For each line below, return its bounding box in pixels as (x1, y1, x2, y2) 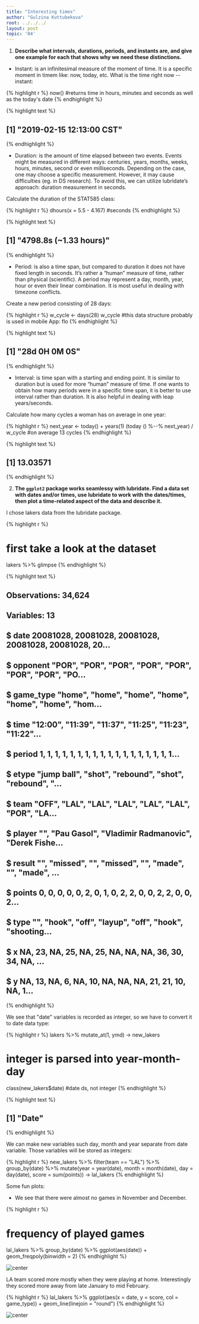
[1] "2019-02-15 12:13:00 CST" (6, 125, 123, 135)
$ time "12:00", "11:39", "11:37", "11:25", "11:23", (6, 719, 189, 729)
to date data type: (6, 1019, 50, 1026)
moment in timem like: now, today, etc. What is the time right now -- (14, 72, 181, 79)
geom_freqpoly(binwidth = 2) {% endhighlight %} (6, 1253, 127, 1260)
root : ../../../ (6, 20, 46, 26)
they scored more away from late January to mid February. (6, 1282, 150, 1289)
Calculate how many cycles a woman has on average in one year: (6, 411, 166, 418)
